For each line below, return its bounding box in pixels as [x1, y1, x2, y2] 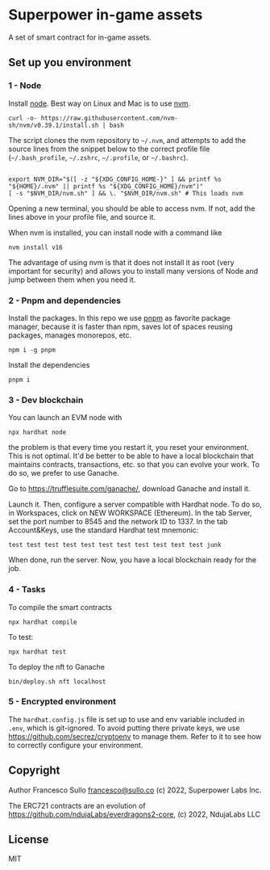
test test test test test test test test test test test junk [8, 541, 222, 549]
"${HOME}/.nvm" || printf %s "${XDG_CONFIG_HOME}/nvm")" [8, 182, 204, 191]
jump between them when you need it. [8, 275, 136, 284]
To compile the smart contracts [8, 602, 113, 612]
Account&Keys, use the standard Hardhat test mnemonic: [8, 525, 199, 535]
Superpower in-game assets [8, 6, 203, 24]
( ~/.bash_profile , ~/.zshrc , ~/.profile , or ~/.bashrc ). [8, 152, 189, 162]
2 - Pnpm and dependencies [8, 295, 121, 306]
